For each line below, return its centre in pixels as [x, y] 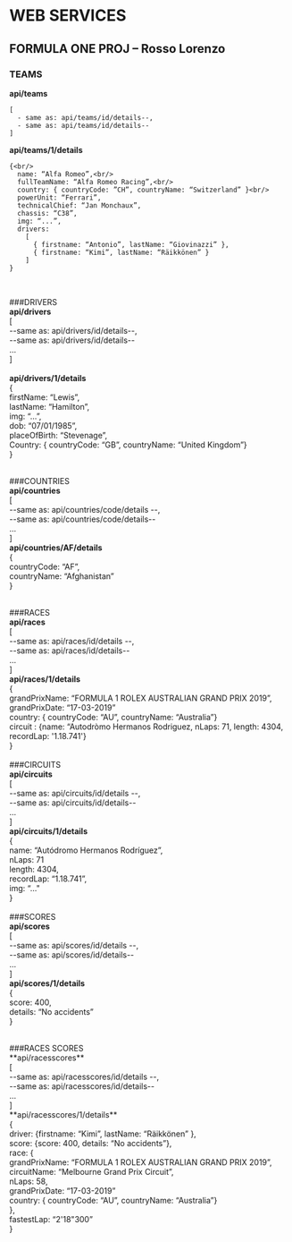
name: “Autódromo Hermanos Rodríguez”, [86, 850]
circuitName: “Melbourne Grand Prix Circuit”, [92, 1171]
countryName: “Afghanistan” [62, 576]
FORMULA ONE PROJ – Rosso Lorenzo [117, 49]
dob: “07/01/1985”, [43, 425]
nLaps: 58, [29, 1181]
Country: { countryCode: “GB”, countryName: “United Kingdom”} [128, 445]
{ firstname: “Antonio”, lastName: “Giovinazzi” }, [131, 244]
